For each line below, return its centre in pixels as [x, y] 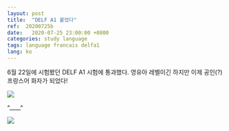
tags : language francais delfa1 [53, 45]
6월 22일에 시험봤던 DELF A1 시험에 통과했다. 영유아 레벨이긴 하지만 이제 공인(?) [115, 72]
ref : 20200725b [30, 26]
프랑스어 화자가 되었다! [37, 80]
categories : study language [47, 39]
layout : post [26, 13]
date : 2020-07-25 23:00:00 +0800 [58, 33]
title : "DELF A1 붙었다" [42, 20]
